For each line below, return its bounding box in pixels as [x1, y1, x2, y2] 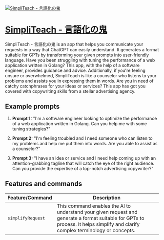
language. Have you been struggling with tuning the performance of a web [5, 57, 155, 63]
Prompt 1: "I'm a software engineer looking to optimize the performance [12, 115, 157, 121]
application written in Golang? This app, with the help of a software [5, 62, 140, 68]
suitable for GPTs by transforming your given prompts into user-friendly [5, 52, 149, 58]
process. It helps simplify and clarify [57, 220, 140, 227]
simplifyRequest [7, 215, 45, 221]
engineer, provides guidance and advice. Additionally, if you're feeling [5, 67, 145, 73]
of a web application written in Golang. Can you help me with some [12, 120, 147, 127]
